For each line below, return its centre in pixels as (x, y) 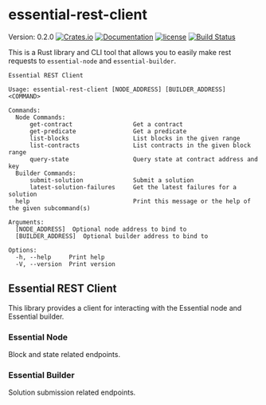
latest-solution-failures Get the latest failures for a (133, 187)
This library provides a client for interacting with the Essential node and (125, 308)
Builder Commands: (46, 173)
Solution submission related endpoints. (72, 392)
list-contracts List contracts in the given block (140, 145)
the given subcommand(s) (49, 208)
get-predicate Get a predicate (108, 131)
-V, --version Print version (65, 264)
